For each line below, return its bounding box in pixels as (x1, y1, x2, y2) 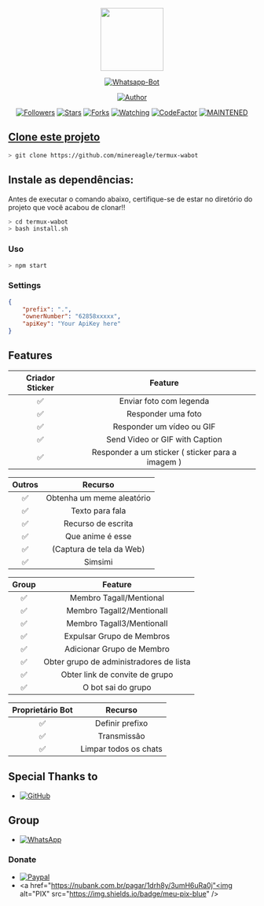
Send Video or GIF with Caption (105, 434, 222, 445)
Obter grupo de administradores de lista (43, 656, 191, 667)
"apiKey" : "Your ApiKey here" (22, 320, 122, 328)
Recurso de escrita (64, 518, 134, 529)
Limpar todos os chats (80, 743, 163, 754)
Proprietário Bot (12, 704, 73, 716)
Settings (8, 280, 42, 291)
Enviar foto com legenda (119, 395, 210, 406)
